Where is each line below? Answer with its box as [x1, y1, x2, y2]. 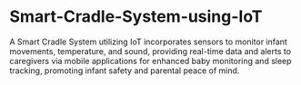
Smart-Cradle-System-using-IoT [9, 6, 263, 27]
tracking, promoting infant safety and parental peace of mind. [9, 65, 240, 76]
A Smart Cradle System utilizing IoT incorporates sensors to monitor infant [9, 36, 288, 47]
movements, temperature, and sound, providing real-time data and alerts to [9, 45, 292, 56]
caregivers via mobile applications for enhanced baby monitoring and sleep [9, 55, 293, 66]
